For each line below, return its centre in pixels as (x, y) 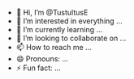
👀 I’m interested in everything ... (69, 21)
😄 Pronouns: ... (42, 59)
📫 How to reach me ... (54, 47)
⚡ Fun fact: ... (38, 68)
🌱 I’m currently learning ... (59, 29)
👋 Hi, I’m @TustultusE (52, 12)
